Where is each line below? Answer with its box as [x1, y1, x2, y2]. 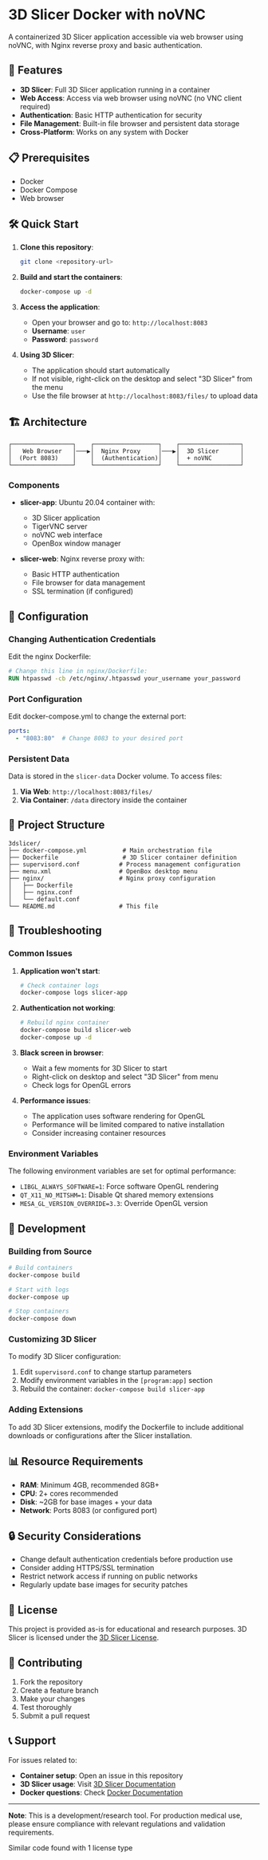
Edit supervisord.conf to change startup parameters [19, 1367, 192, 1377]
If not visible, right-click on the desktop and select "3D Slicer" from [31, 374, 253, 384]
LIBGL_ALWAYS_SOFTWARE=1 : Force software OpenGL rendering [19, 1182, 219, 1192]
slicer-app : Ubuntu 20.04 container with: [19, 498, 156, 507]
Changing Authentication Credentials [8, 633, 156, 644]
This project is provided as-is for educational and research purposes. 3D [8, 1625, 247, 1634]
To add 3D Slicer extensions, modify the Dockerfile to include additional [8, 1422, 244, 1432]
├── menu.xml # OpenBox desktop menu [8, 867, 198, 875]
